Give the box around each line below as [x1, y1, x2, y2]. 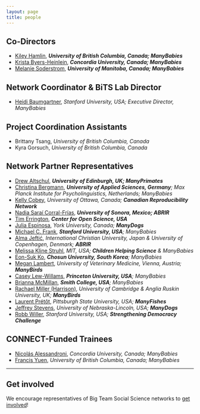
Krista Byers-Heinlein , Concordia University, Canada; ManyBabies [14, 59, 182, 66]
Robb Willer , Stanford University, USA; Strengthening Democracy [14, 310, 177, 317]
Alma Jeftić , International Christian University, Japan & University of [14, 234, 183, 241]
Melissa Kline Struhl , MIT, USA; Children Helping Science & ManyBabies [14, 247, 194, 254]
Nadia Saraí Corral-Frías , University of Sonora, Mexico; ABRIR [14, 208, 170, 216]
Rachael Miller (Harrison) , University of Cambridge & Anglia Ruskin [14, 285, 180, 292]
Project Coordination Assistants [6, 122, 127, 132]
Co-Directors [6, 36, 56, 47]
